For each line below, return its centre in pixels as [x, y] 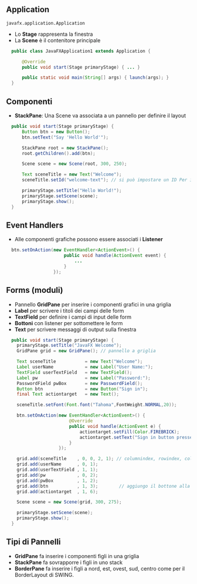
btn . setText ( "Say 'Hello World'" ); [65, 137]
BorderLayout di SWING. [44, 575]
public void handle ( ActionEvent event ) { [115, 256]
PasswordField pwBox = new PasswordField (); [80, 383]
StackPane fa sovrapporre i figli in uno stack [69, 562]
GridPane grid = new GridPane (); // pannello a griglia [86, 351]
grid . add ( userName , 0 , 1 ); [57, 464]
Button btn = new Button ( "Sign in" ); [82, 389]
